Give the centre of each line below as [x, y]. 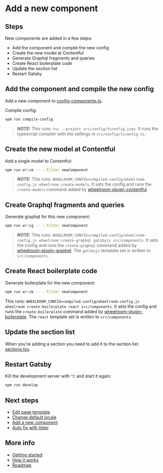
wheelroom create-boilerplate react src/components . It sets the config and [81, 306]
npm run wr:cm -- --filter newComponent [47, 170]
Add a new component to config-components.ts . [54, 101]
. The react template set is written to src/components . [79, 317]
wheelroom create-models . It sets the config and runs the [95, 184]
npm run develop [21, 385]
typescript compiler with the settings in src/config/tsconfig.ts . [81, 134]
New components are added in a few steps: [49, 38]
